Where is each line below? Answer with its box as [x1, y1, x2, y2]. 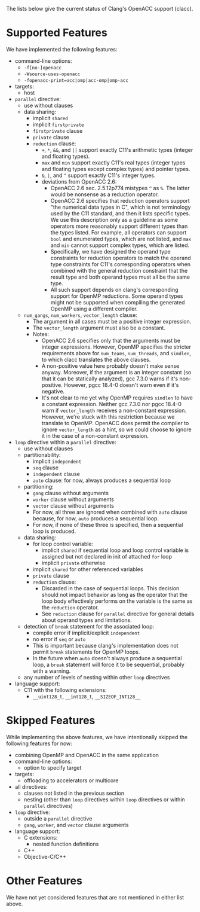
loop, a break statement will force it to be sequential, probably [32, 661, 185, 668]
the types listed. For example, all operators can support [50, 228, 187, 236]
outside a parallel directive [23, 815, 93, 822]
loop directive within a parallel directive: [14, 438, 116, 446]
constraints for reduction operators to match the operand [50, 254, 191, 261]
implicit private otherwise [41, 559, 106, 566]
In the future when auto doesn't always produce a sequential [32, 654, 182, 661]
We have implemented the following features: [6, 45, 118, 53]
